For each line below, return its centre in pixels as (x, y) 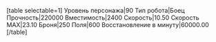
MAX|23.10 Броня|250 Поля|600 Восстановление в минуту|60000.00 (108, 25)
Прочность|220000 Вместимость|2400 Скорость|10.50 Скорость (103, 18)
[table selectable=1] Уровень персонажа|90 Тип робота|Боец (96, 10)
